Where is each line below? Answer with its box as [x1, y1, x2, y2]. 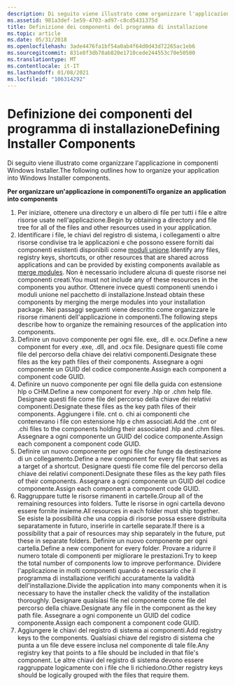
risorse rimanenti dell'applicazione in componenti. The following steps [17, 313, 218, 322]
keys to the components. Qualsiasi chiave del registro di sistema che [17, 633, 215, 642]
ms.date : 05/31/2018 [7, 37, 68, 44]
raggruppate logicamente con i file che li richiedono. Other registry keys [17, 664, 223, 672]
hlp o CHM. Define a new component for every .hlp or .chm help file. [17, 388, 213, 396]
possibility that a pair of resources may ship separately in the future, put [17, 529, 225, 538]
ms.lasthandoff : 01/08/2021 [7, 69, 90, 76]
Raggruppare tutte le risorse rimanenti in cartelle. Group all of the [17, 492, 204, 501]
